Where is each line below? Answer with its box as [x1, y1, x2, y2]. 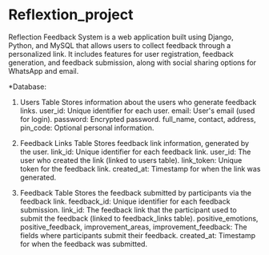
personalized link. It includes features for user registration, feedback [8, 49, 235, 59]
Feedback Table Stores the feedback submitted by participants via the [19, 188, 252, 197]
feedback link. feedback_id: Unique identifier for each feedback [19, 196, 231, 206]
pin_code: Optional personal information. [19, 123, 155, 132]
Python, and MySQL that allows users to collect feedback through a [8, 40, 231, 50]
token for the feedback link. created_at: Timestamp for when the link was [19, 164, 261, 173]
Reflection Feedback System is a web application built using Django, [8, 32, 234, 42]
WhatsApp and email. [8, 66, 79, 75]
